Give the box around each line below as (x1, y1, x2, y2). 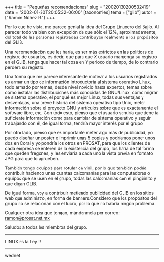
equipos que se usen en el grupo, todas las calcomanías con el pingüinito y (5, 175, 156, 181)
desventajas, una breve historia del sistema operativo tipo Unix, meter (5, 100, 145, 105)
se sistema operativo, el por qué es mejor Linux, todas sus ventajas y (5, 94, 144, 100)
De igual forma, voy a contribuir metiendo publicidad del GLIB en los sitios (5, 190, 154, 196)
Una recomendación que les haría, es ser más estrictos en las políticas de (5, 49, 154, 55)
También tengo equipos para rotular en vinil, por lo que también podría (5, 165, 147, 171)
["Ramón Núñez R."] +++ (5, 15, 55, 20)
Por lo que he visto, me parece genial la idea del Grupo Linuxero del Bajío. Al (5, 24, 159, 30)
